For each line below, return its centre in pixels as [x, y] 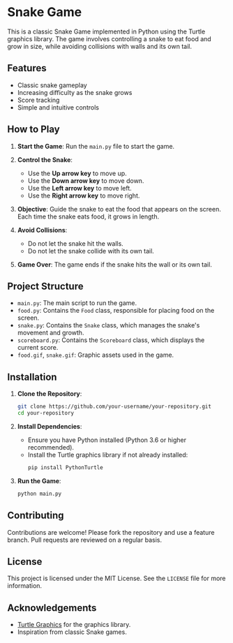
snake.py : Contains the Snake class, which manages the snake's [108, 325]
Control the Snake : [45, 160]
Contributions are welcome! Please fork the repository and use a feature [111, 532]
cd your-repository [46, 413]
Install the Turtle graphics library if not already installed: [108, 454]
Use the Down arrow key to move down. [86, 180]
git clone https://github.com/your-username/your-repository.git [114, 407]
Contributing [36, 516]
